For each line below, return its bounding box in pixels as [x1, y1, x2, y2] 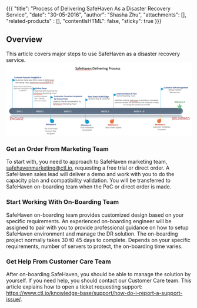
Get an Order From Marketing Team [6, 145, 109, 153]
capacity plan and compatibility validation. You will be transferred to [6, 177, 171, 184]
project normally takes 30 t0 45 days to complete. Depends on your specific [6, 236, 191, 243]
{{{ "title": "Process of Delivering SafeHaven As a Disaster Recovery [6, 5, 171, 12]
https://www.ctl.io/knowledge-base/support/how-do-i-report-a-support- [6, 290, 183, 297]
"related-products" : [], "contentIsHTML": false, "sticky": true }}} [6, 18, 162, 24]
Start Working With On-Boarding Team [6, 198, 119, 206]
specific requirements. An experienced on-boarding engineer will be [6, 217, 172, 224]
